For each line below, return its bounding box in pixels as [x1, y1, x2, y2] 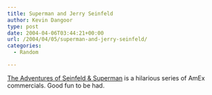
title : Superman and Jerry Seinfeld [7, 10, 113, 17]
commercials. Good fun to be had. [7, 81, 105, 89]
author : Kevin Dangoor [7, 17, 73, 24]
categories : [7, 42, 42, 49]
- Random [13, 49, 39, 56]
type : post [7, 23, 39, 30]
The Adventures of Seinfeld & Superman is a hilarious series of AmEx [7, 74, 205, 82]
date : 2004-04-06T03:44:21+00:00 [7, 29, 104, 37]
